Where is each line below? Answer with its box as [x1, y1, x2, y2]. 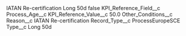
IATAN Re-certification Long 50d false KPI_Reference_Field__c [6, 5, 161, 11]
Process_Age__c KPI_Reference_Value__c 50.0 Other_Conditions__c [6, 11, 173, 18]
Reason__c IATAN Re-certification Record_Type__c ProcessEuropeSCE [6, 17, 181, 24]
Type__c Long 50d [6, 24, 52, 30]
